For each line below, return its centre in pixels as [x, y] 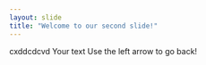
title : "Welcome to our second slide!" [84, 26]
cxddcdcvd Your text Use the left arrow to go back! [103, 51]
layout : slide [36, 17]
